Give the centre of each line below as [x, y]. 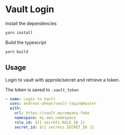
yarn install [19, 32]
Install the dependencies [31, 23]
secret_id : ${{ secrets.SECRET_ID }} [54, 127]
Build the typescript [26, 42]
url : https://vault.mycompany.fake [52, 113]
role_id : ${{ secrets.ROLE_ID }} [50, 122]
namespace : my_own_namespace [45, 118]
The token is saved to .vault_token [42, 89]
